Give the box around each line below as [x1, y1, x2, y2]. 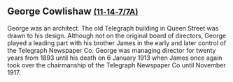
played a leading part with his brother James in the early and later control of [7, 38, 226, 47]
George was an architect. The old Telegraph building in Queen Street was [7, 24, 219, 32]
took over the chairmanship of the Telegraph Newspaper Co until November [7, 60, 226, 69]
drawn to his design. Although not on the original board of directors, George [7, 31, 226, 40]
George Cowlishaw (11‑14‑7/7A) [7, 6, 139, 17]
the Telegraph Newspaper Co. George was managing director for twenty [7, 46, 216, 54]
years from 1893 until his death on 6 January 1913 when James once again [7, 54, 223, 62]
